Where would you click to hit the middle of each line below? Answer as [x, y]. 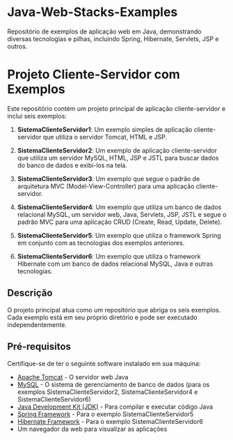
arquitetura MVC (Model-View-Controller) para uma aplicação [106, 186]
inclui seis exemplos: [37, 116]
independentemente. [37, 324]
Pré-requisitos [39, 347]
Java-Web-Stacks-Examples [93, 12]
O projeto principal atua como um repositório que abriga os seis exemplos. [114, 310]
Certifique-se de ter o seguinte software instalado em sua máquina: [104, 363]
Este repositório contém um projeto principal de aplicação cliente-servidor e [116, 108]
